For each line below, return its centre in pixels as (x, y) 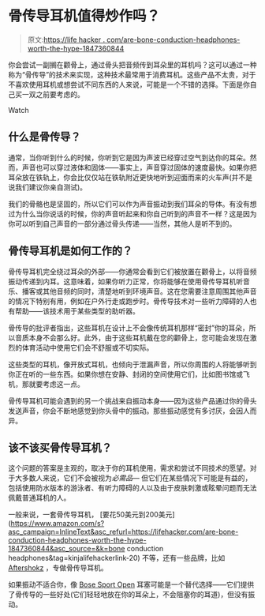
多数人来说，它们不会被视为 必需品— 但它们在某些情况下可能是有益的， (137, 478)
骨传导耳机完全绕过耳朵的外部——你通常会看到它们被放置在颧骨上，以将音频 (132, 271)
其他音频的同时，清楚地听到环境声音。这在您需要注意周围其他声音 (149, 291)
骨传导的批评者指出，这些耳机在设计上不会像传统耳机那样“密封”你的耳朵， (129, 328)
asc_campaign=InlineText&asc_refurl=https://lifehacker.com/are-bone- (123, 532)
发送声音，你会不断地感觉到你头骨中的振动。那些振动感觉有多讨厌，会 (122, 411)
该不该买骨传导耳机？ (60, 447)
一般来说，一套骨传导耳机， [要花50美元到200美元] (91, 515)
